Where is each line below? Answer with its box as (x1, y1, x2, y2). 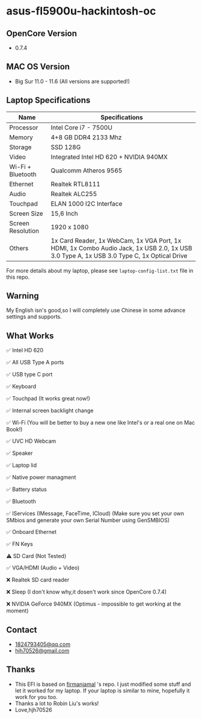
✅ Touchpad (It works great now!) (6, 395, 90, 402)
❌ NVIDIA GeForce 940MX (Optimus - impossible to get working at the (6, 600, 182, 607)
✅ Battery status (6, 486, 47, 493)
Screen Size (9, 209, 43, 218)
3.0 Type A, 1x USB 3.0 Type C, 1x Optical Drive (50, 252, 188, 260)
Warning (6, 291, 39, 301)
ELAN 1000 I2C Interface (50, 199, 123, 207)
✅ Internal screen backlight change (6, 407, 94, 414)
